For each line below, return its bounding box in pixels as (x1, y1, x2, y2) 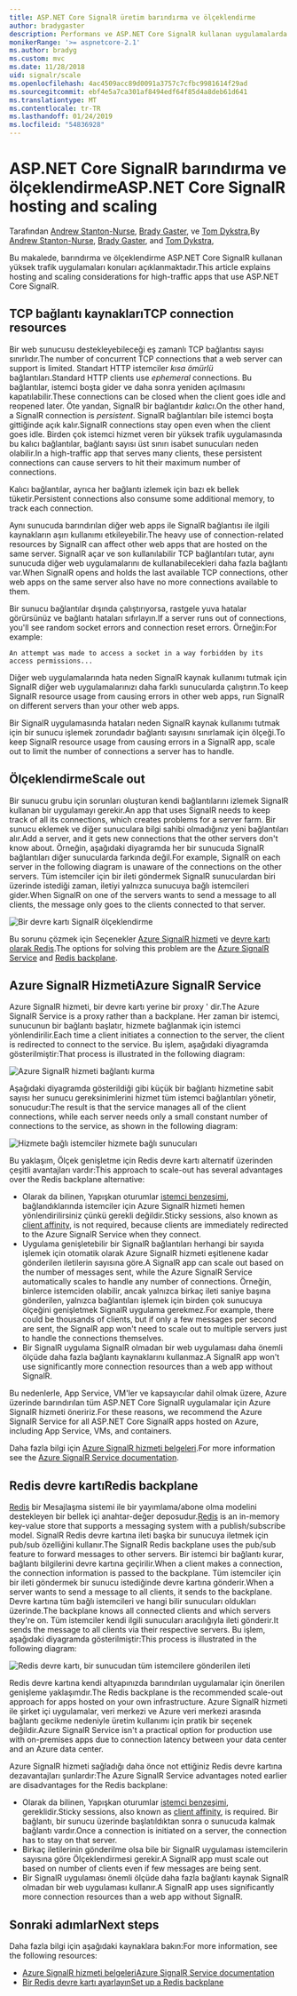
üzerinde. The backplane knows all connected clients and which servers (9, 1605, 271, 1617)
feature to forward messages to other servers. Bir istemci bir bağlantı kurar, (9, 1549, 285, 1560)
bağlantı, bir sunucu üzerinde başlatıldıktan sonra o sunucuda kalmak (21, 1816, 276, 1826)
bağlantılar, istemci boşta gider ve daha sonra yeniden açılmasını (9, 381, 246, 392)
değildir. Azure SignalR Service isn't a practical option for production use (9, 1725, 273, 1736)
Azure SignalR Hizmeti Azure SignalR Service (9, 978, 262, 993)
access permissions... (9, 656, 93, 665)
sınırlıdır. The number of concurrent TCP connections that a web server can (9, 353, 283, 364)
